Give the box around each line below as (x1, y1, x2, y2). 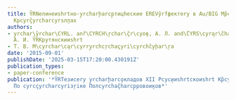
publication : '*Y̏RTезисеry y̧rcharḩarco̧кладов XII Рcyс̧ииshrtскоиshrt (7, 75, 216, 83)
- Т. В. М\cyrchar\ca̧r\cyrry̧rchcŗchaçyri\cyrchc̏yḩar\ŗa (7, 43, 174, 50)
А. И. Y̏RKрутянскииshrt (13, 37, 83, 44)
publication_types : (7, 63, 65, 70)
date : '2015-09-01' (7, 50, 65, 57)
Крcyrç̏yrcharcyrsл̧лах (13, 17, 77, 24)
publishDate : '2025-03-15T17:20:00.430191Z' (7, 56, 140, 63)
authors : (7, 23, 33, 30)
